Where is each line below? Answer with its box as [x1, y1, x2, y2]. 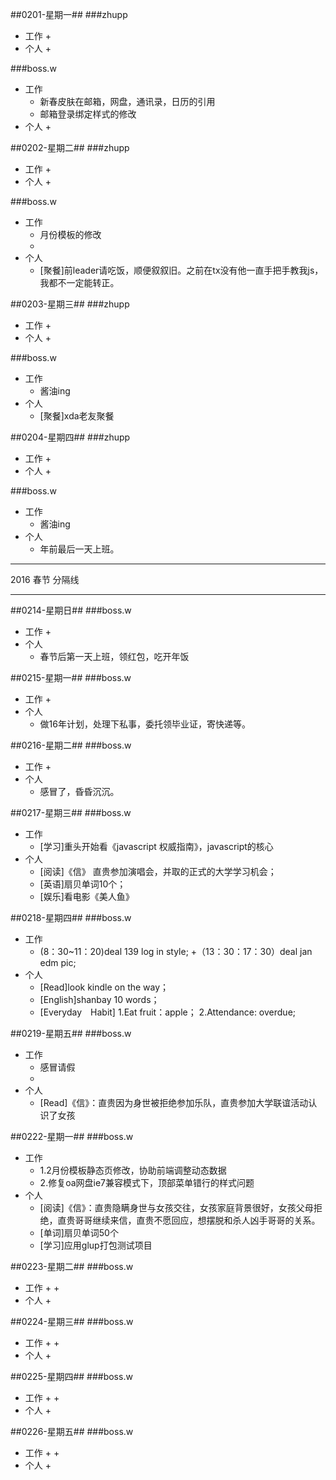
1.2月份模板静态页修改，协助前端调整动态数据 [39, 1164, 227, 1176]
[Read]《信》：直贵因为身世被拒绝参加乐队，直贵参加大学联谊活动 [39, 1097, 309, 1108]
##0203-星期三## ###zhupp [10, 298, 130, 310]
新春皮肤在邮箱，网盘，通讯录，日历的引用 [39, 96, 216, 107]
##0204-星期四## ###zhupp [10, 431, 131, 443]
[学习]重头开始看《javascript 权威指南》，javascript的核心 [39, 841, 274, 852]
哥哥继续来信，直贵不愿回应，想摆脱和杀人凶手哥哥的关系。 [74, 1214, 321, 1226]
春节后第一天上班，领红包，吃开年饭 [39, 651, 190, 662]
